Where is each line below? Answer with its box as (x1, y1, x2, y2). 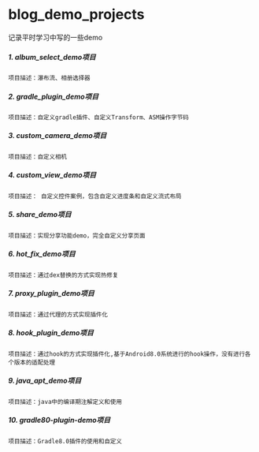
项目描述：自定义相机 (8, 152, 67, 161)
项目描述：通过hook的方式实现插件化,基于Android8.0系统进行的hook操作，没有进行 (8, 349, 246, 358)
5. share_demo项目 (8, 210, 72, 219)
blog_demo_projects (8, 6, 145, 24)
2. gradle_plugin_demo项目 (8, 92, 99, 101)
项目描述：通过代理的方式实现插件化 (8, 310, 109, 319)
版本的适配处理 (13, 358, 56, 366)
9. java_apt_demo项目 (8, 376, 82, 386)
